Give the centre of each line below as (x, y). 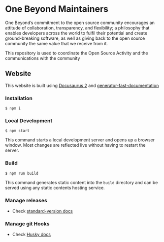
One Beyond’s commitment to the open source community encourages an (80, 23)
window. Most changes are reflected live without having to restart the (75, 145)
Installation (19, 98)
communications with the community (43, 58)
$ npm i (13, 108)
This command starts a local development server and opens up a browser (80, 140)
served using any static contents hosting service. (55, 188)
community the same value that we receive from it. (57, 43)
